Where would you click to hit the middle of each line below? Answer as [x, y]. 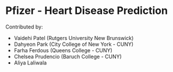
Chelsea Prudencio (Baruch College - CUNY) [68, 56]
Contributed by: [24, 27]
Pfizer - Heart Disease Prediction [87, 11]
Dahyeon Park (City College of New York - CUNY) [74, 44]
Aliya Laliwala [30, 63]
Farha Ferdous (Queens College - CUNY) [63, 50]
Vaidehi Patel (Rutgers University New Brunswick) [74, 38]
